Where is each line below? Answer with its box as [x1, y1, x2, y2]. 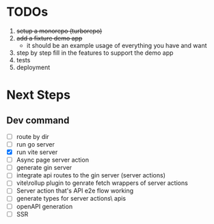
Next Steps [6, 87, 71, 103]
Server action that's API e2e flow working [16, 186, 134, 195]
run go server [16, 140, 55, 148]
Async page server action [16, 155, 90, 164]
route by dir [16, 132, 49, 140]
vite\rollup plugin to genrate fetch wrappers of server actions [16, 179, 189, 187]
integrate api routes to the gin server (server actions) [16, 171, 165, 179]
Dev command [6, 114, 70, 126]
